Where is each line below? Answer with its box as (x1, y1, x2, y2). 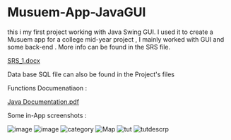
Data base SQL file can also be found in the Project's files (7, 70, 175, 78)
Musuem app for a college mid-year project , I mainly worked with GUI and (7, 35, 225, 43)
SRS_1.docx (7, 56, 40, 64)
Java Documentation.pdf (7, 97, 80, 106)
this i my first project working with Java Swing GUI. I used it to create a (7, 28, 213, 36)
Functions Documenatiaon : (7, 83, 88, 92)
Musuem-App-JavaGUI (7, 4, 146, 21)
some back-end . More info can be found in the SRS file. (7, 42, 171, 51)
